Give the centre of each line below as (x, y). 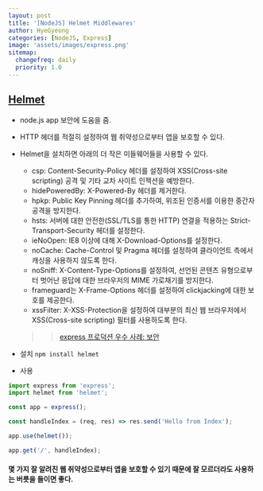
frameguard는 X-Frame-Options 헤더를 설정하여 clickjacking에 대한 (139, 290)
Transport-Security (63, 230)
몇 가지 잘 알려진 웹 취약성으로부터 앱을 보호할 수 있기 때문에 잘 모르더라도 (120, 470)
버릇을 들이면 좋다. (45, 479)
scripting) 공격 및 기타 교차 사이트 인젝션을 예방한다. (113, 181)
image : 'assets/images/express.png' (69, 45)
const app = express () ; (48, 407)
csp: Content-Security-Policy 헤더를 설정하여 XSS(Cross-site (130, 170)
